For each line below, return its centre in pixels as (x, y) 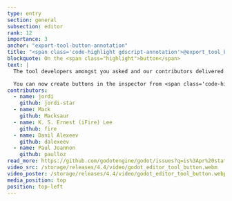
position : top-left (35, 186)
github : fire (38, 128)
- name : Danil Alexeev (46, 135)
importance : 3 (28, 39)
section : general (32, 20)
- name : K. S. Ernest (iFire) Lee (63, 122)
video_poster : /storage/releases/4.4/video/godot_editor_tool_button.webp (117, 173)
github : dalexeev (45, 142)
